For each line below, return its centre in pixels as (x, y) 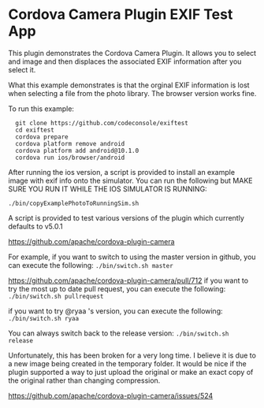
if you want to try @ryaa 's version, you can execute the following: (115, 311)
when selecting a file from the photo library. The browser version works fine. (132, 93)
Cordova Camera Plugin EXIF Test (121, 15)
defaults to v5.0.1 (35, 226)
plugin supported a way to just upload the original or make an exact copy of (131, 372)
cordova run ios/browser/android (70, 158)
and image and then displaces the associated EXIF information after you (125, 61)
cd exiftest (35, 130)
